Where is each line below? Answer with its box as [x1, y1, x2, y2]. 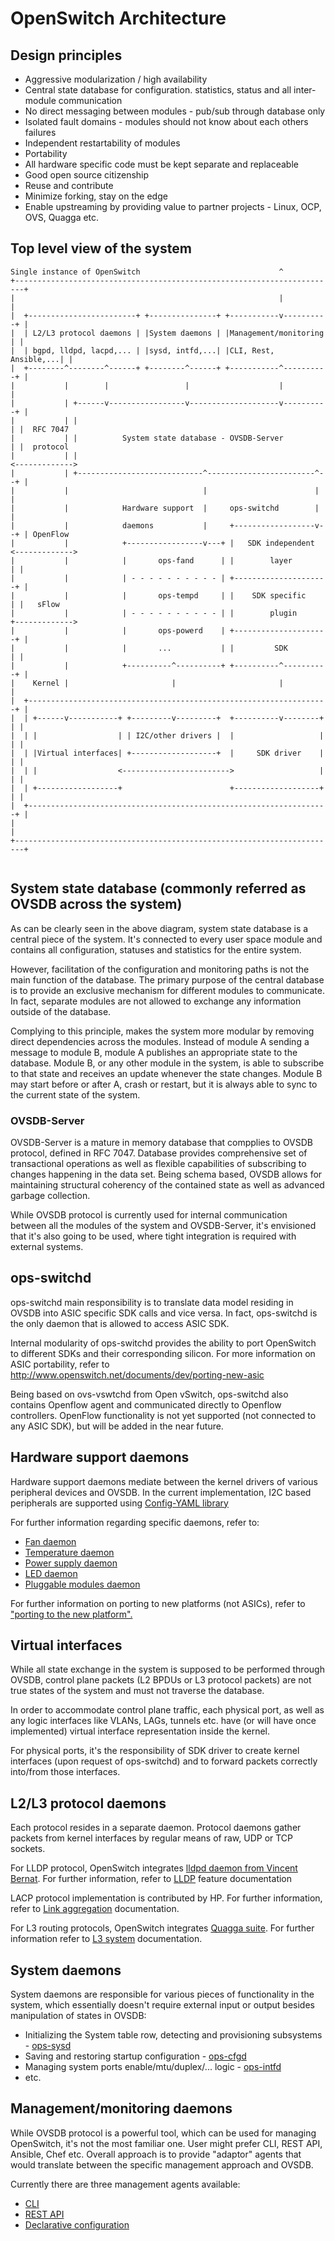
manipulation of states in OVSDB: [10, 2009, 147, 2021]
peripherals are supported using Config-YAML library [10, 1497, 229, 1509]
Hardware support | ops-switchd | [121, 503, 320, 513]
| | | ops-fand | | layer [10, 555, 293, 566]
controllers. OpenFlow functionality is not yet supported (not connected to [10, 1409, 317, 1421]
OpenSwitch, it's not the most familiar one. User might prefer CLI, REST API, [10, 2137, 323, 2149]
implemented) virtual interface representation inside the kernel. [10, 1725, 271, 1737]
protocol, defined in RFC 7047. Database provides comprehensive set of [10, 1147, 308, 1159]
